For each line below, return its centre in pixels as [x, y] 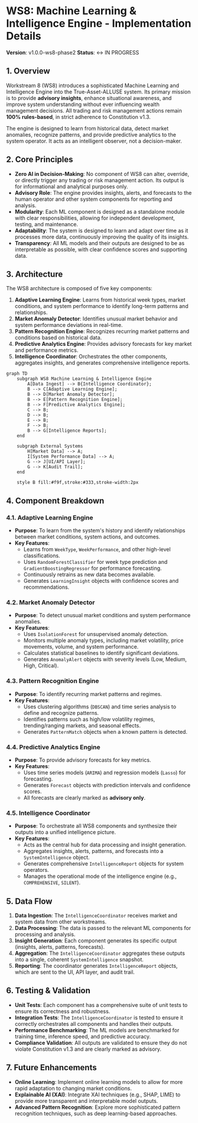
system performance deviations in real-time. [69, 325]
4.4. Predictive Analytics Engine [53, 747]
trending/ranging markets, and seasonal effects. [82, 725]
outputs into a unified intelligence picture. [65, 832]
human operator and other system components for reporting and [93, 199]
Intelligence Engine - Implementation [99, 23]
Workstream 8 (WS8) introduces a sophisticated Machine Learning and [92, 85]
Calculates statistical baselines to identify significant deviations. [101, 653]
